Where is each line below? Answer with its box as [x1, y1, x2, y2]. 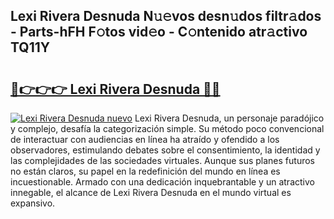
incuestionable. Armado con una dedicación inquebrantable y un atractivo [10, 176, 315, 188]
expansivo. [10, 197, 56, 209]
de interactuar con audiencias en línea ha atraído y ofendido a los [10, 134, 280, 145]
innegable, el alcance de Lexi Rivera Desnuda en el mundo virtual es [10, 187, 292, 198]
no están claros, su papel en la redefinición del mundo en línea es [10, 165, 281, 177]
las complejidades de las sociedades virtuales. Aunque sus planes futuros [10, 155, 315, 166]
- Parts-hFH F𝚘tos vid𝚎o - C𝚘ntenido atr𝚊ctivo [10, 24, 308, 41]
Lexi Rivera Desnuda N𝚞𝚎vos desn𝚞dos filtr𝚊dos [10, 8, 322, 25]
